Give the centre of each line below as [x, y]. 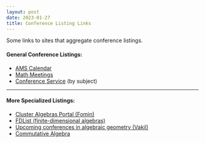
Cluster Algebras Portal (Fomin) [55, 114]
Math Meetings [34, 74]
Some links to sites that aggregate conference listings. [75, 41]
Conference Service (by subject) [56, 81]
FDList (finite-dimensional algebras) [60, 120]
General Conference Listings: [44, 54]
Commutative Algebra [42, 133]
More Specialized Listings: [41, 100]
